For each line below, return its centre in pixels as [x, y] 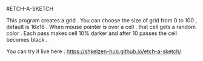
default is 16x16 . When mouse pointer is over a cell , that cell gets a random [101, 27]
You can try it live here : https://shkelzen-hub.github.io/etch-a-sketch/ [94, 51]
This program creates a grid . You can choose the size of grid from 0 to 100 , [102, 20]
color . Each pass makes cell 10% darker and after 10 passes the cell [92, 33]
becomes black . [27, 40]
